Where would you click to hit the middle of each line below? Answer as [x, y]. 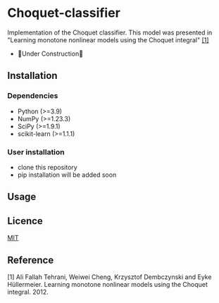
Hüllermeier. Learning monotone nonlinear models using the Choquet [107, 284]
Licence [25, 221]
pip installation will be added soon [67, 175]
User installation [36, 151]
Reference [31, 260]
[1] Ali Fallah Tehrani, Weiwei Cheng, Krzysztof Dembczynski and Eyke [109, 277]
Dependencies [33, 96]
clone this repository [47, 167]
